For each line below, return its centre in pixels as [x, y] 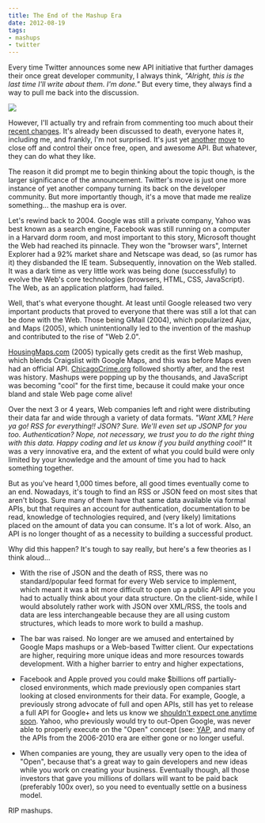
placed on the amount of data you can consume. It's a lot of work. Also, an [130, 526]
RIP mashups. [30, 810]
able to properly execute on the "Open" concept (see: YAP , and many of [137, 730]
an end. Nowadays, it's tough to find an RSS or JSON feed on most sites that [133, 492]
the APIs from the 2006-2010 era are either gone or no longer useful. [132, 738]
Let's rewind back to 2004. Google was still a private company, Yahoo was [130, 221]
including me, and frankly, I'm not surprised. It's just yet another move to [127, 140]
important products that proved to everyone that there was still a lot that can [132, 311]
